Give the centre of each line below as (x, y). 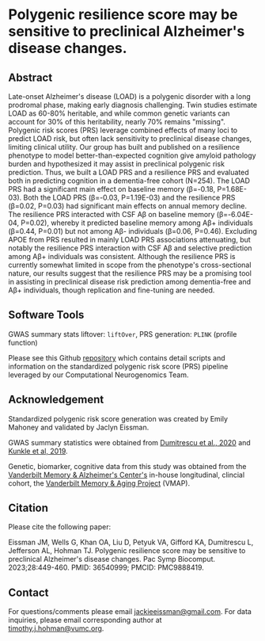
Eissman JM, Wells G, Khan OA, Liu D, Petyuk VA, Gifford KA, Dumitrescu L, (131, 542)
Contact (28, 592)
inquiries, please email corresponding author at (85, 620)
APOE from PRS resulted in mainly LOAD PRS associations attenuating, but (129, 240)
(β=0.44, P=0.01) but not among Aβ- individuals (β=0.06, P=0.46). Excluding (132, 231)
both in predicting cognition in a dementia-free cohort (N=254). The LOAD (129, 181)
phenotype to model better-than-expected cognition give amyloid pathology (132, 155)
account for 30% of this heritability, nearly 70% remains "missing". (117, 122)
